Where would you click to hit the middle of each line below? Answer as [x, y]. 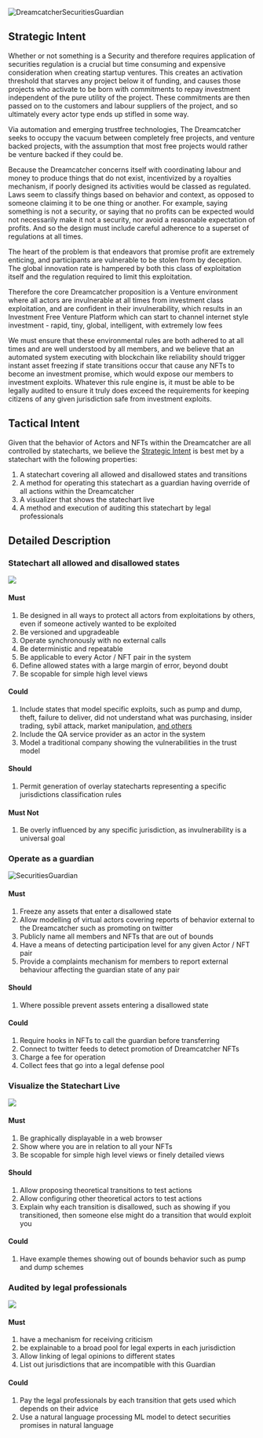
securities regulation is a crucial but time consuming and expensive [117, 64]
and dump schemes [51, 1267]
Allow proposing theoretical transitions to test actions [106, 1190]
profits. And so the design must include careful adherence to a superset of [129, 228]
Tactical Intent [44, 424]
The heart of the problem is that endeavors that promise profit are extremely [131, 251]
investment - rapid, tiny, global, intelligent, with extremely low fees [115, 325]
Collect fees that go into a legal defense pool [92, 1066]
